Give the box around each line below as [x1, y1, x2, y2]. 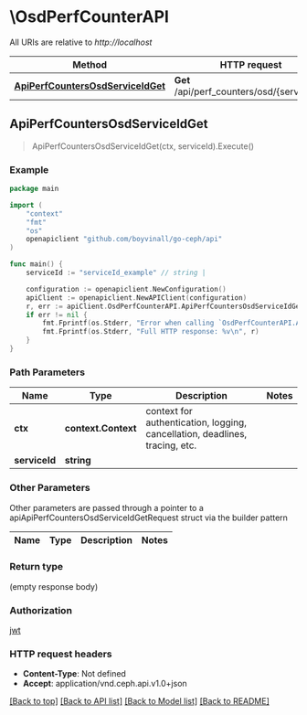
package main [9, 185, 59, 194]
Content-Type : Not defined [22, 668, 126, 679]
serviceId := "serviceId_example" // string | [26, 268, 206, 278]
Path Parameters [9, 366, 85, 379]
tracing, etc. [145, 439, 197, 452]
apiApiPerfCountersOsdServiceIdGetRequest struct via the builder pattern [9, 512, 288, 523]
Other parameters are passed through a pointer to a [9, 502, 204, 513]
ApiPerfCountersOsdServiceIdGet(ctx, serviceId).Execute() [31, 140, 254, 152]
